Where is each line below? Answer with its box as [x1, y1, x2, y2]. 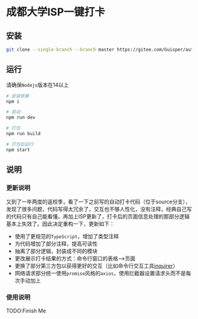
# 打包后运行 [6, 141, 34, 147]
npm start [6, 147, 31, 153]
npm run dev [6, 114, 35, 121]
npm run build [6, 131, 41, 137]
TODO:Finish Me [6, 307, 46, 314]
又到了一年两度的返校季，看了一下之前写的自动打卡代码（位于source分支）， [6, 198, 191, 205]
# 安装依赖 [6, 93, 29, 99]
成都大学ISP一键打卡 [6, 5, 105, 19]
